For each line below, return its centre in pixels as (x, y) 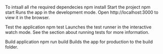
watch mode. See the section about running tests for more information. (77, 32)
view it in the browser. (28, 17)
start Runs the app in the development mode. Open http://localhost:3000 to (82, 12)
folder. (12, 47)
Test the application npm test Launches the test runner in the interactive (78, 27)
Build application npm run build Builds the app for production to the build (79, 42)
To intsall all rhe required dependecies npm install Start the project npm (78, 7)
